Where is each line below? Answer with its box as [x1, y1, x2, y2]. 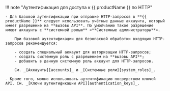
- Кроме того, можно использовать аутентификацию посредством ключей [5, 76, 156, 81]
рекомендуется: [25, 41, 58, 46]
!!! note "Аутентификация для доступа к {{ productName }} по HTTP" [5, 5, 153, 10]
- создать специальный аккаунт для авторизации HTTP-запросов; [14, 50, 152, 55]
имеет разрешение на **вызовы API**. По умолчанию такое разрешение [5, 23, 154, 28]
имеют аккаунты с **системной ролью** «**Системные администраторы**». [5, 27, 160, 33]
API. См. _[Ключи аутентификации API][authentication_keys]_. [5, 81, 140, 86]
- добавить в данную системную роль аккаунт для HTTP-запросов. [14, 58, 154, 64]
